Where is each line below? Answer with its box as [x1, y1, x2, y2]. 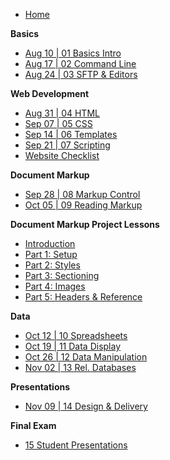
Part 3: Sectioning [24, 270, 100, 281]
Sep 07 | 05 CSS [24, 118, 93, 129]
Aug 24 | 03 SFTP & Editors [24, 69, 138, 80]
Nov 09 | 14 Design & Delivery [24, 400, 148, 412]
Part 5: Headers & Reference [24, 291, 143, 303]
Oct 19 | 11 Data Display [24, 340, 122, 352]
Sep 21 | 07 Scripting [24, 139, 111, 151]
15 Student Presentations [24, 439, 128, 451]
